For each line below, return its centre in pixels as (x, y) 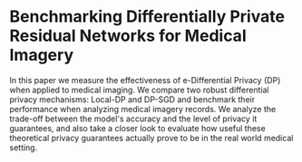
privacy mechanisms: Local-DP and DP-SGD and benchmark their (132, 99)
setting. (24, 148)
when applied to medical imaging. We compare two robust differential (139, 90)
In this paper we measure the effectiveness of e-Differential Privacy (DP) (145, 80)
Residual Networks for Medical (128, 36)
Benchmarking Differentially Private (147, 17)
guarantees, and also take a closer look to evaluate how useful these (137, 128)
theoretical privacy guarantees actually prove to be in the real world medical (151, 138)
